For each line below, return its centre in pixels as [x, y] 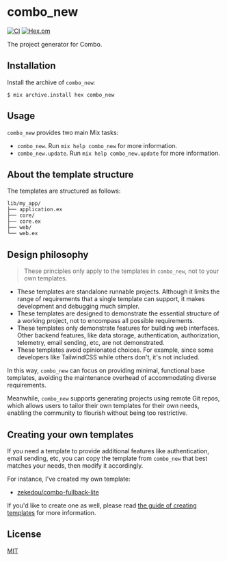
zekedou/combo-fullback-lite [58, 492]
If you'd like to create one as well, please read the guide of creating [102, 505]
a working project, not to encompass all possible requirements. [106, 321]
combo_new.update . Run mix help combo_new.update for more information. [119, 153]
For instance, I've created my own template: [69, 479]
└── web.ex [23, 234]
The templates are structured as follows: [64, 191]
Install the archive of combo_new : [51, 82]
